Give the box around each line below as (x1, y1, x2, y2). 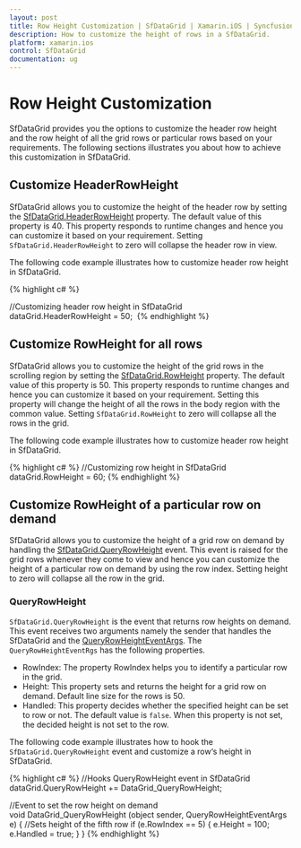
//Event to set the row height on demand (9, 800, 159, 810)
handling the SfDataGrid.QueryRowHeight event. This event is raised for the (9, 544, 288, 556)
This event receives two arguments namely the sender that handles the (9, 625, 271, 636)
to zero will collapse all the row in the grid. (9, 573, 166, 584)
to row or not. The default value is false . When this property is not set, (21, 709, 284, 720)
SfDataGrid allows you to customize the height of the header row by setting (9, 201, 288, 212)
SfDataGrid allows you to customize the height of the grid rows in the (9, 360, 264, 371)
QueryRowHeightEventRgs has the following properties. (9, 645, 206, 655)
